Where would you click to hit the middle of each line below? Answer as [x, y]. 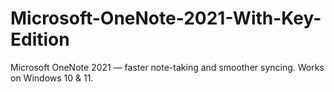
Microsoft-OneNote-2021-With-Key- [166, 18]
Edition [40, 39]
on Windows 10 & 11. [52, 78]
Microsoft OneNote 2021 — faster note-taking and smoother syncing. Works [167, 67]
